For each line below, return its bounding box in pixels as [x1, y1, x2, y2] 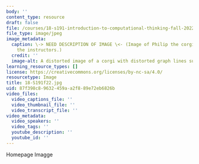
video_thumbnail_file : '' [11, 101, 76, 108]
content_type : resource [6, 14, 65, 20]
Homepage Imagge [6, 151, 53, 158]
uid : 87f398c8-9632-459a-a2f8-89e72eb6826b [6, 86, 115, 91]
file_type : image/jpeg [6, 31, 62, 37]
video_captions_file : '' [11, 96, 73, 102]
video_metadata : [6, 113, 46, 119]
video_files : [6, 91, 38, 97]
